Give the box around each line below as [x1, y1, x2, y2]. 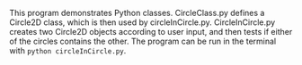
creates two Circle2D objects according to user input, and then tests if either [9, 27, 293, 37]
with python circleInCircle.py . [9, 45, 127, 56]
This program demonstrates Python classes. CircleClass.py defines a [9, 8, 265, 18]
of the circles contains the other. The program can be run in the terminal [9, 36, 277, 46]
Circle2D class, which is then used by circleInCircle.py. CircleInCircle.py [9, 17, 276, 28]
